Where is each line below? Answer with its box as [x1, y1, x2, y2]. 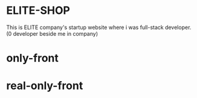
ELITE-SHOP [6, 4, 71, 18]
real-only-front [6, 79, 83, 93]
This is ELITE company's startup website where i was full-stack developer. [6, 24, 192, 31]
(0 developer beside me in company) [6, 30, 98, 37]
